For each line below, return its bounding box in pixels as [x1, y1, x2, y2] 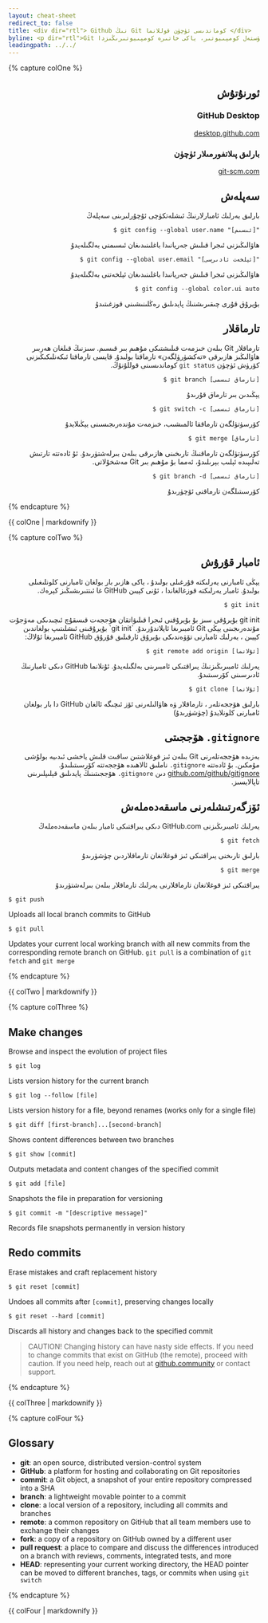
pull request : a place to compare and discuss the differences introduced [19, 1542, 259, 1552]
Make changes [8, 1026, 84, 1039]
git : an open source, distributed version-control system [19, 1457, 202, 1467]
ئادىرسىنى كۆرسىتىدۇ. [196, 669, 260, 679]
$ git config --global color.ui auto [134, 285, 260, 293]
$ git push [8, 896, 45, 904]
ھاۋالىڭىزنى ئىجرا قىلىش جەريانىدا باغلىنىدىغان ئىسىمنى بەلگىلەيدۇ [70, 240, 260, 250]
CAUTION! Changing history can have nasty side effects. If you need [27, 1341, 254, 1351]
